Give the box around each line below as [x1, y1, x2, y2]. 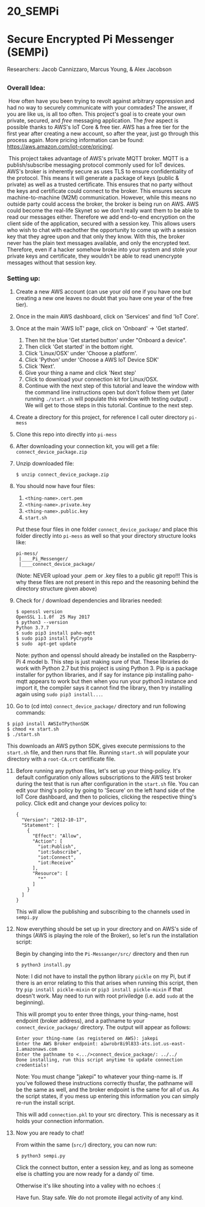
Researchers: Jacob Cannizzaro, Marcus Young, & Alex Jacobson [7, 66, 172, 73]
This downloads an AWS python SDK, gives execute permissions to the [7, 742, 185, 750]
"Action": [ [32, 838, 63, 844]
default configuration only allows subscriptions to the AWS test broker [15, 773, 192, 781]
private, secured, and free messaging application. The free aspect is [7, 116, 179, 124]
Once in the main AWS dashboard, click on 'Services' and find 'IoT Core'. [15, 313, 200, 320]
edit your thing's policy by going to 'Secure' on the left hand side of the [15, 787, 195, 794]
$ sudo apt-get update [15, 641, 77, 647]
